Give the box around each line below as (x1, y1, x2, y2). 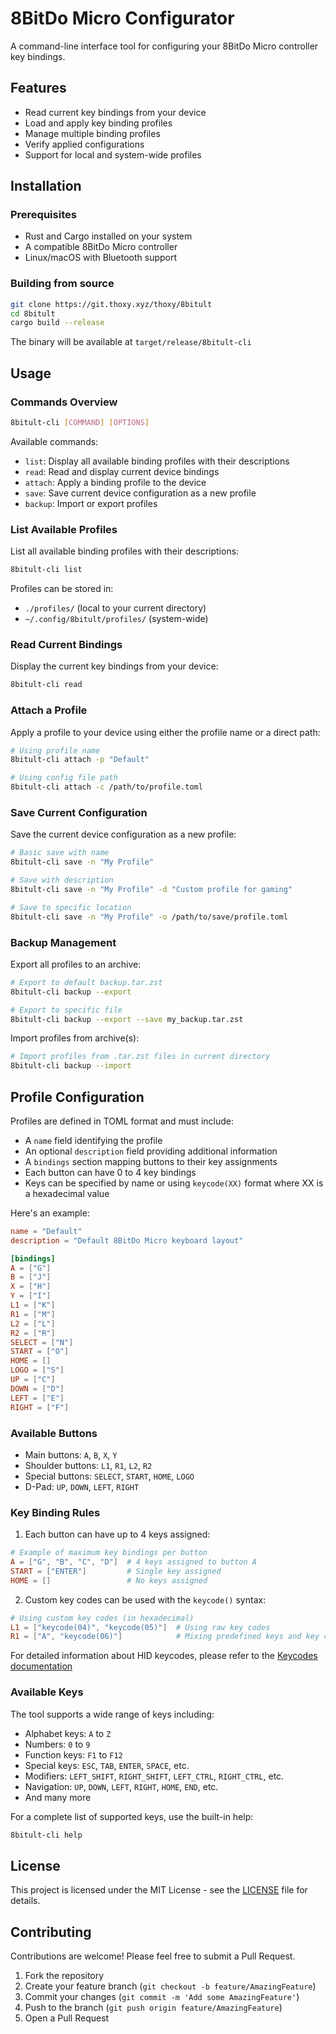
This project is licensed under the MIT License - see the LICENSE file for (10, 1884, 308, 1896)
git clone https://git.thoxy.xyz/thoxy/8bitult (10, 299, 213, 309)
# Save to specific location (10, 902, 132, 912)
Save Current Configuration (10, 805, 148, 819)
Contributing (10, 1923, 92, 1941)
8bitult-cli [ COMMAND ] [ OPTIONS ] (10, 418, 150, 428)
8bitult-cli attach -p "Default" (10, 755, 150, 765)
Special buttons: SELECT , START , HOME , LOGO (24, 1470, 195, 1482)
